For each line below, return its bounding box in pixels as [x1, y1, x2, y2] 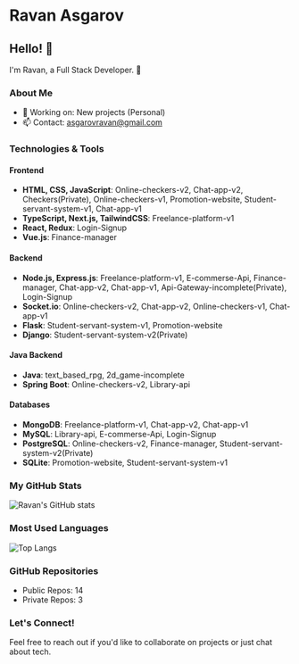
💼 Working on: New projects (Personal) [21, 107, 166, 118]
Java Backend [9, 350, 63, 361]
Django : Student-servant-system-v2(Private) [21, 329, 188, 340]
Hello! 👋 [9, 41, 54, 56]
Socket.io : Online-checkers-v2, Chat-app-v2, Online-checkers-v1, [21, 301, 268, 311]
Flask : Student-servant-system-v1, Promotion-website [21, 320, 223, 330]
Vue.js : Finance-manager [21, 232, 118, 243]
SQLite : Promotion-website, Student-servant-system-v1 [21, 457, 228, 469]
